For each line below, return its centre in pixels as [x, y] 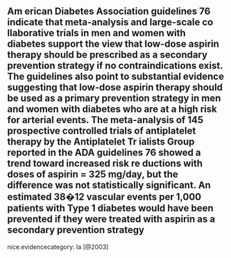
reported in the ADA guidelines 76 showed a [104, 153]
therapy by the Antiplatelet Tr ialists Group [101, 142]
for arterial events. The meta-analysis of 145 [105, 120]
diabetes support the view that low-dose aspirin [113, 44]
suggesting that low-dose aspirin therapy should [115, 87]
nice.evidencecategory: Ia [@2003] [58, 247]
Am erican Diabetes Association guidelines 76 [109, 11]
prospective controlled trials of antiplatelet [102, 131]
